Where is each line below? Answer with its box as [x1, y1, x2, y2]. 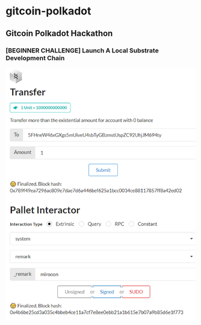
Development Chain [5, 54, 65, 62]
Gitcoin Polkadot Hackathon [5, 28, 113, 39]
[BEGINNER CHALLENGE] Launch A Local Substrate [5, 46, 159, 55]
